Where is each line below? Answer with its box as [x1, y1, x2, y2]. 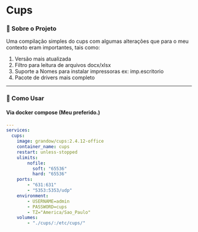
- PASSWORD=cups [27, 204, 67, 210]
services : [6, 127, 31, 133]
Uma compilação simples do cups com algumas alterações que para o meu [6, 38, 189, 45]
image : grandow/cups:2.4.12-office [16, 139, 104, 144]
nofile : [27, 160, 46, 166]
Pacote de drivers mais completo [14, 74, 95, 81]
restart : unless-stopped [16, 149, 78, 155]
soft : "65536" [32, 166, 67, 172]
